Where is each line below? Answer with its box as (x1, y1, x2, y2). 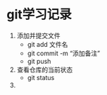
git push (27, 57, 51, 65)
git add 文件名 (27, 40, 68, 48)
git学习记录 (6, 6, 72, 23)
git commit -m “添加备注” (27, 49, 100, 57)
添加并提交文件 (16, 31, 61, 40)
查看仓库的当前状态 (16, 65, 73, 74)
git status (27, 73, 55, 82)
